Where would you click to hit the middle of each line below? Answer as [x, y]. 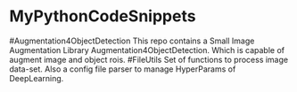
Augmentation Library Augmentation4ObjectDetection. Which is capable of [147, 50]
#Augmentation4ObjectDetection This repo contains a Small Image [132, 41]
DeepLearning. [37, 78]
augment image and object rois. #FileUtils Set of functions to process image [148, 59]
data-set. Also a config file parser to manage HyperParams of [123, 69]
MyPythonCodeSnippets [103, 16]
